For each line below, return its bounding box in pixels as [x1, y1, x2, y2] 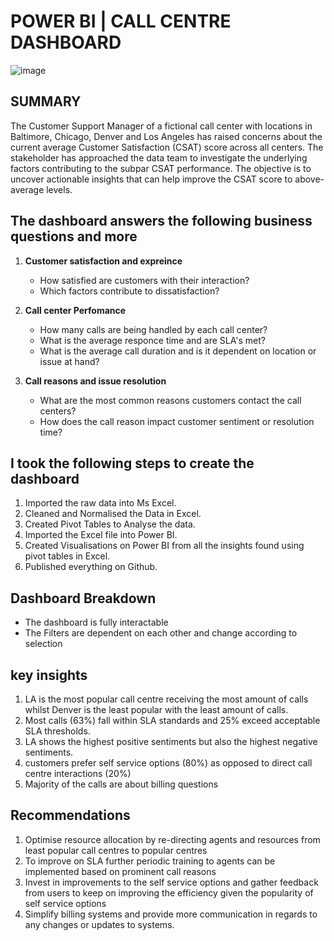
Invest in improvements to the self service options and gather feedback [24, 876, 319, 888]
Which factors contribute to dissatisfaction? [39, 285, 220, 297]
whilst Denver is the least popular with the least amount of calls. [24, 704, 289, 715]
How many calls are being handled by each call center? [39, 323, 268, 335]
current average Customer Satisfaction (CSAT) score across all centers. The [10, 141, 324, 153]
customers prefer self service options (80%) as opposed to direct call [24, 757, 313, 769]
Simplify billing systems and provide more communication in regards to [24, 908, 318, 920]
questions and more [10, 228, 138, 245]
